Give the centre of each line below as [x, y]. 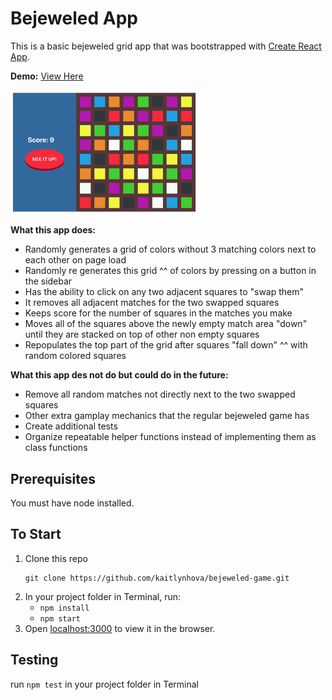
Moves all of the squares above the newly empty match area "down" [166, 324]
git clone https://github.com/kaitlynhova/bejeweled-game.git [157, 578]
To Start [36, 534]
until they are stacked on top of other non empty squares [142, 334]
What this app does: [53, 230]
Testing [34, 660]
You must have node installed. [72, 503]
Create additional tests [71, 426]
